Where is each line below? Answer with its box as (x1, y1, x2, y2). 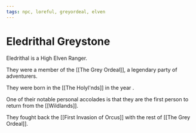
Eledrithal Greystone (6, 34, 111, 48)
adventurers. (6, 72, 38, 80)
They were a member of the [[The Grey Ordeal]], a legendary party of (6, 66, 177, 73)
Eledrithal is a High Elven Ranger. (6, 55, 88, 62)
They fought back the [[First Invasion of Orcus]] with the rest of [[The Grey (6, 113, 191, 120)
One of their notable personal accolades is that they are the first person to (6, 95, 189, 102)
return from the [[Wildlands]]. (6, 102, 79, 109)
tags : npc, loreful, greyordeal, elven (6, 8, 106, 15)
